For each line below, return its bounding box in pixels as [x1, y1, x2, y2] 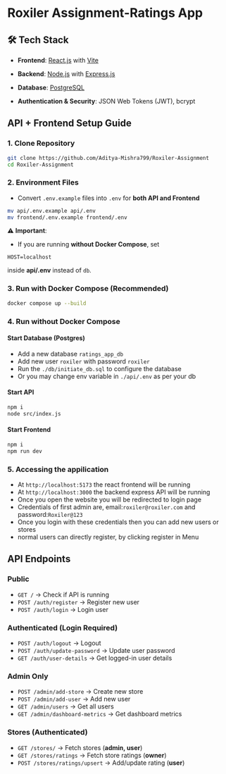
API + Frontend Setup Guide [7, 118, 132, 130]
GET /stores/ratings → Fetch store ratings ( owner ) [17, 751, 167, 759]
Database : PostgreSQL [17, 83, 85, 92]
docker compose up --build [7, 299, 87, 307]
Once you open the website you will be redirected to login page [17, 495, 202, 504]
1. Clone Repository [7, 139, 75, 149]
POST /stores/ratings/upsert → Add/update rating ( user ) [17, 759, 185, 767]
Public [7, 574, 30, 584]
